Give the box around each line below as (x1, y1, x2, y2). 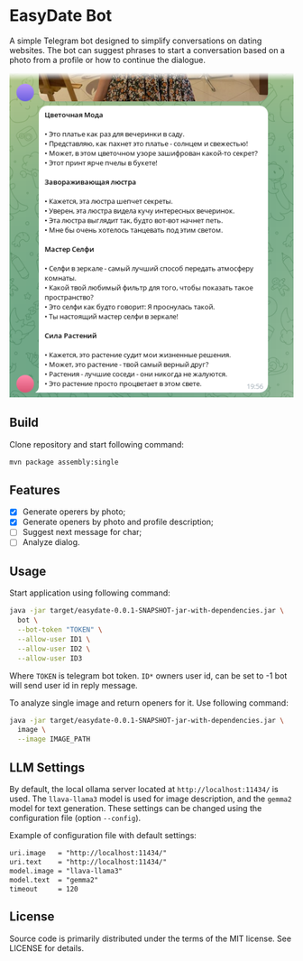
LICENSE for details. (9, 942, 85, 953)
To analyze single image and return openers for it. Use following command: (9, 697, 289, 708)
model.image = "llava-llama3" (9, 867, 124, 876)
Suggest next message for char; (22, 527, 142, 538)
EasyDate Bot (9, 5, 113, 26)
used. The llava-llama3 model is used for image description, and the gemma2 (9, 793, 292, 804)
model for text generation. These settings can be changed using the (9, 803, 262, 814)
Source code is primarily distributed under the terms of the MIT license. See (9, 933, 291, 944)
